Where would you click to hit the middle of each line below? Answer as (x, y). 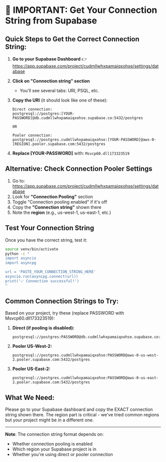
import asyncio (21, 258)
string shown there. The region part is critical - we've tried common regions (82, 415)
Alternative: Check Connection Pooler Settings (79, 169)
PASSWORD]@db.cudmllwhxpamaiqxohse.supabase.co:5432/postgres (78, 118)
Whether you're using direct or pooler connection (62, 455)
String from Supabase (51, 21)
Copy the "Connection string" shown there (57, 207)
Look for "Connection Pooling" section (52, 197)
